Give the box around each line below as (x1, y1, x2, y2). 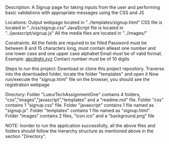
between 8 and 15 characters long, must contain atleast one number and (5, 45, 156, 51)
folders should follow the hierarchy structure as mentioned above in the (5, 128, 154, 134)
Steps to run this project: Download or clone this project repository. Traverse (5, 65, 164, 71)
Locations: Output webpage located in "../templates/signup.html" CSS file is (5, 20, 162, 25)
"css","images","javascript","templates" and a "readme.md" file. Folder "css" (5, 97, 164, 103)
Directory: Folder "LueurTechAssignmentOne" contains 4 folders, (5, 92, 141, 97)
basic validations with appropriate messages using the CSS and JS (5, 10, 144, 16)
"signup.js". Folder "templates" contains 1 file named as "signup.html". (5, 108, 151, 113)
